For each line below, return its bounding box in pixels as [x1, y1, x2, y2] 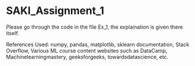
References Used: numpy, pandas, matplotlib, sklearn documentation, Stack [6, 41, 189, 48]
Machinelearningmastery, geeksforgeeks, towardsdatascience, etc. [6, 53, 169, 60]
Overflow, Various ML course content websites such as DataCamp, [6, 47, 167, 54]
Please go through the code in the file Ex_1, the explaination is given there [6, 23, 183, 30]
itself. [6, 29, 19, 36]
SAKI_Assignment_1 [6, 4, 104, 18]
